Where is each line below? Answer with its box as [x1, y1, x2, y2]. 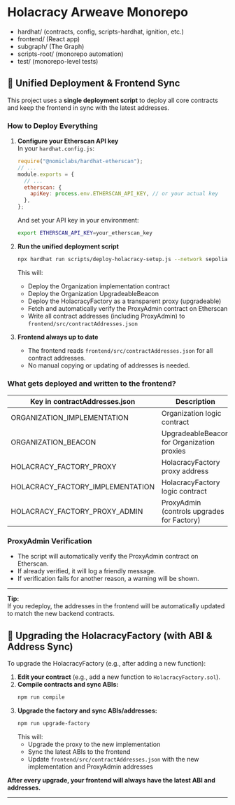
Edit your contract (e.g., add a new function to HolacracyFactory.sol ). [17, 673, 220, 681]
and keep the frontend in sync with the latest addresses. [7, 103, 170, 112]
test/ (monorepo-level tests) [17, 57, 99, 65]
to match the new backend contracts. [7, 610, 115, 618]
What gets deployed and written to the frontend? [7, 379, 176, 388]
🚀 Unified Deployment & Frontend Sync [7, 78, 180, 90]
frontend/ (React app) [17, 34, 80, 43]
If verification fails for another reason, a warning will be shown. [17, 575, 199, 583]
